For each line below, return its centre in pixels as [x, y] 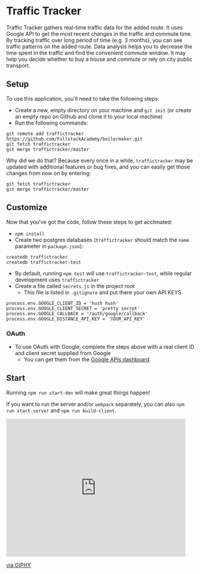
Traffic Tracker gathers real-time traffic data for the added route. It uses [95, 27]
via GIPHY [19, 565]
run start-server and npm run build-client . [61, 410]
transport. [19, 65]
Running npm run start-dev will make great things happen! [78, 392]
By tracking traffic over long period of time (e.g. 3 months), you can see [95, 40]
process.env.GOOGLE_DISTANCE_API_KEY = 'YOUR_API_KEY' [76, 319]
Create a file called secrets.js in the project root [75, 286]
